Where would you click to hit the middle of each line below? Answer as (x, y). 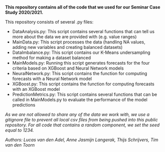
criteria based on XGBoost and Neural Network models (68, 68)
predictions (24, 105)
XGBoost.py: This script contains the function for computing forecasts (83, 84)
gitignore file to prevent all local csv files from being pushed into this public (82, 120)
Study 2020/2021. (24, 12)
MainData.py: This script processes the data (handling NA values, (79, 42)
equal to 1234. (20, 130)
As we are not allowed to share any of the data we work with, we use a (77, 114)
